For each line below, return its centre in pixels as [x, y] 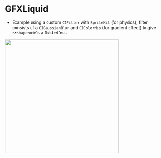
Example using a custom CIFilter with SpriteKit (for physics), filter [80, 22]
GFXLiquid [27, 9]
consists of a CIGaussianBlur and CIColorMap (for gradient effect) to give [84, 27]
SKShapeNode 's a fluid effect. [40, 32]
